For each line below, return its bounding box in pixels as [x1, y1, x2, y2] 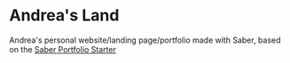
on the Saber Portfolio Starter [9, 43, 117, 54]
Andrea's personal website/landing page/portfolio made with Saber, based [9, 35, 281, 45]
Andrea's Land [9, 5, 120, 26]
